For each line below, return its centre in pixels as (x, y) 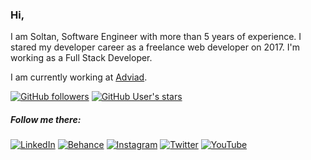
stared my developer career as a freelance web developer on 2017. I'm (155, 47)
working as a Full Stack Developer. (81, 58)
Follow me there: (46, 119)
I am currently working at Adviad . (79, 77)
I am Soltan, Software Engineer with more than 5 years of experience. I (156, 37)
